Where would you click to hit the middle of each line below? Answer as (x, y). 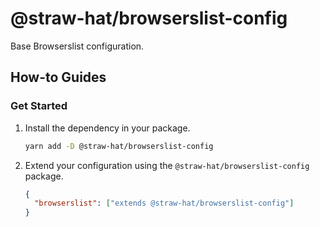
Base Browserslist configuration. (77, 46)
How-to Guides (58, 77)
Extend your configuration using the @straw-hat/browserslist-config (167, 165)
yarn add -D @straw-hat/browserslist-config (119, 146)
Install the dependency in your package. (107, 128)
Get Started (39, 106)
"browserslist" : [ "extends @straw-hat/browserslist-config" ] (164, 203)
